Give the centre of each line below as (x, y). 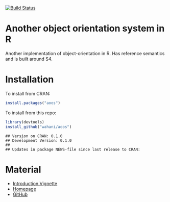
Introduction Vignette (35, 184)
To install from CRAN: (28, 93)
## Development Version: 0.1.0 (39, 140)
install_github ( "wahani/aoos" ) (39, 127)
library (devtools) (25, 122)
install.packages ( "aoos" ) (33, 103)
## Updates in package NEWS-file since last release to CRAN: (73, 149)
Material (23, 170)
